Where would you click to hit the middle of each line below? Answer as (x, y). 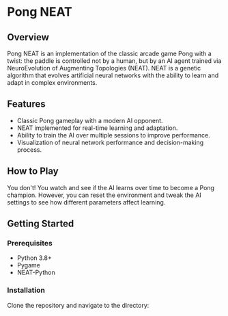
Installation (26, 290)
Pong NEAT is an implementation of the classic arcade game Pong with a (109, 53)
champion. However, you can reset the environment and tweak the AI (104, 195)
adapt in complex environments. (52, 82)
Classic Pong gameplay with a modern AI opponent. (90, 120)
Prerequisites (30, 243)
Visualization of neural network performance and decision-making (110, 142)
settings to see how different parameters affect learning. (86, 202)
